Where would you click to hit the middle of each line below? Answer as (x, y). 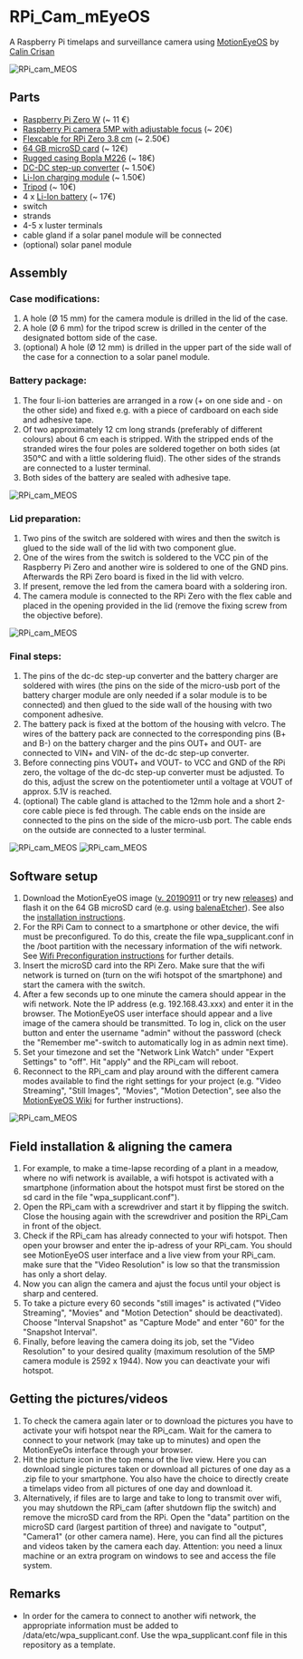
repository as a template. (69, 1644)
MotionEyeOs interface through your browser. (108, 1450)
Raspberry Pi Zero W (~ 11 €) (76, 119)
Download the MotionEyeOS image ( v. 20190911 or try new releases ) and (158, 898)
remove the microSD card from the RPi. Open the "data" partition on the (156, 1517)
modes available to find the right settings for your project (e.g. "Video (152, 1082)
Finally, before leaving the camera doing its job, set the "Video (138, 1341)
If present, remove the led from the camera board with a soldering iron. (155, 587)
